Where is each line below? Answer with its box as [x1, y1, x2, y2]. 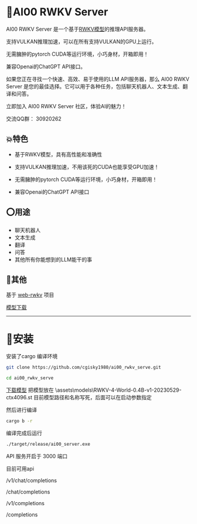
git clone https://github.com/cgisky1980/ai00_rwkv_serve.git [6, 365, 161, 371]
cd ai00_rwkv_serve [6, 375, 54, 381]
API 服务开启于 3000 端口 [6, 452, 68, 459]
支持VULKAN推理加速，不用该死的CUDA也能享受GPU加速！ [14, 163, 159, 170]
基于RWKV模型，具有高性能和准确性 [14, 151, 103, 158]
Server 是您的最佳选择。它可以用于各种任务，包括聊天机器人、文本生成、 [6, 82, 183, 90]
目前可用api [6, 465, 34, 472]
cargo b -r [6, 418, 33, 424]
